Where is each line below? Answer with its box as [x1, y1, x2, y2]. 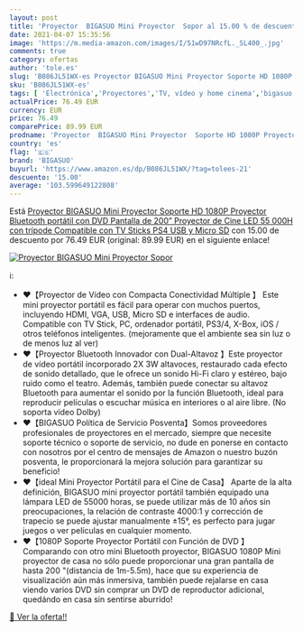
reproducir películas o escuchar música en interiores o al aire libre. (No [22, 397, 287, 408]
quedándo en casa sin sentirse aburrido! [22, 594, 173, 605]
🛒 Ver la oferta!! [9, 611, 68, 623]
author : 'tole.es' [9, 64, 78, 73]
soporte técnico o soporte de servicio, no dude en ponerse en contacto [22, 437, 289, 448]
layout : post [9, 13, 59, 23]
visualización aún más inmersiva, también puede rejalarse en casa [22, 575, 269, 586]
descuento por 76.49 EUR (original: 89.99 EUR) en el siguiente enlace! [9, 235, 271, 246]
